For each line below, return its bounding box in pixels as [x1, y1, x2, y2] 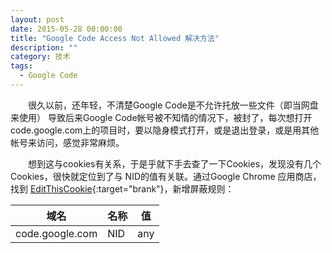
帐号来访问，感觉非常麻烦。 [10, 136, 125, 148]
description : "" [10, 42, 78, 53]
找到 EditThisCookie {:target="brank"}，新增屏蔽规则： [10, 182, 235, 195]
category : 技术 [10, 52, 71, 62]
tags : [10, 61, 33, 71]
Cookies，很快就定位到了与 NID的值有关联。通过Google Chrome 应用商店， [10, 170, 322, 182]
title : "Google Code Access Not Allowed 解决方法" [10, 33, 220, 43]
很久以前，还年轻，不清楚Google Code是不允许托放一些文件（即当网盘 [28, 99, 319, 111]
